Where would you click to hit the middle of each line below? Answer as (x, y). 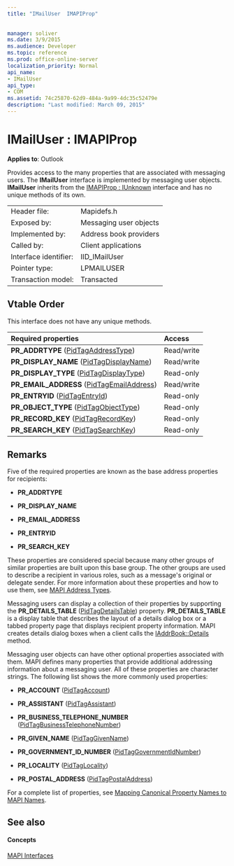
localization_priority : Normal (53, 66)
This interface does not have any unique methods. (80, 321)
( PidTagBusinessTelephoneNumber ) (69, 725)
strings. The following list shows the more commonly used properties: (108, 677)
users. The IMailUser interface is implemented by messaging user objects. (115, 180)
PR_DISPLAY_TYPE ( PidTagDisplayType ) (78, 373)
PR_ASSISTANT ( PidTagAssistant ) (67, 704)
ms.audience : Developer (42, 46)
